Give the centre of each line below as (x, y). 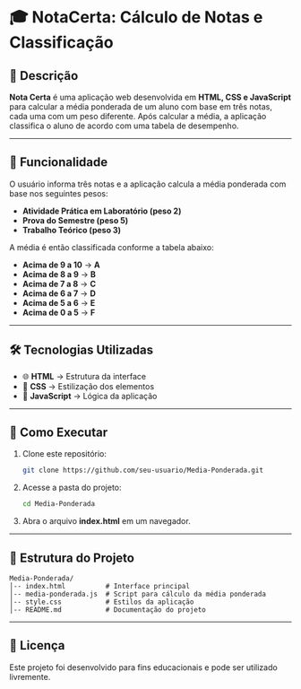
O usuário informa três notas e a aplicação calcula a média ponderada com (148, 184)
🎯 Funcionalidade (59, 162)
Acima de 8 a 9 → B (59, 274)
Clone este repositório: (64, 454)
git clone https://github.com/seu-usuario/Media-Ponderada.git (143, 471)
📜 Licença (37, 645)
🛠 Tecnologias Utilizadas (82, 350)
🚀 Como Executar (59, 433)
